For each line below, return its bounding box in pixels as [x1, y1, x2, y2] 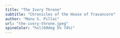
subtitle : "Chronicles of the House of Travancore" [5, 12, 115, 17]
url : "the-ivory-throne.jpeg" [5, 21, 69, 26]
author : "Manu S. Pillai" [5, 16, 59, 21]
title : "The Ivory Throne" [5, 7, 62, 12]
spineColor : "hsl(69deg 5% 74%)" [5, 26, 75, 31]
